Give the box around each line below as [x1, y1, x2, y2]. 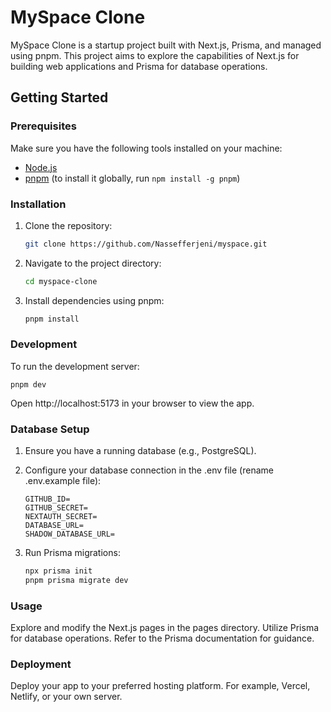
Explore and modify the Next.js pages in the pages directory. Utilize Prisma [10, 622, 320, 634]
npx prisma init [24, 566, 93, 576]
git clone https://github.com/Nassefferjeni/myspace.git [24, 239, 268, 249]
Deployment [10, 657, 72, 671]
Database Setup [10, 422, 90, 436]
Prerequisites [10, 119, 77, 133]
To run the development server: [10, 360, 140, 372]
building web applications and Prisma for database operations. [10, 60, 268, 72]
